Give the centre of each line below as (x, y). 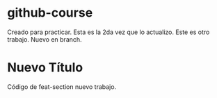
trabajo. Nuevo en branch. (45, 39)
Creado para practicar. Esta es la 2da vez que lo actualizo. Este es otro (108, 32)
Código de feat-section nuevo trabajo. (62, 87)
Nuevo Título (45, 68)
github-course (50, 13)
